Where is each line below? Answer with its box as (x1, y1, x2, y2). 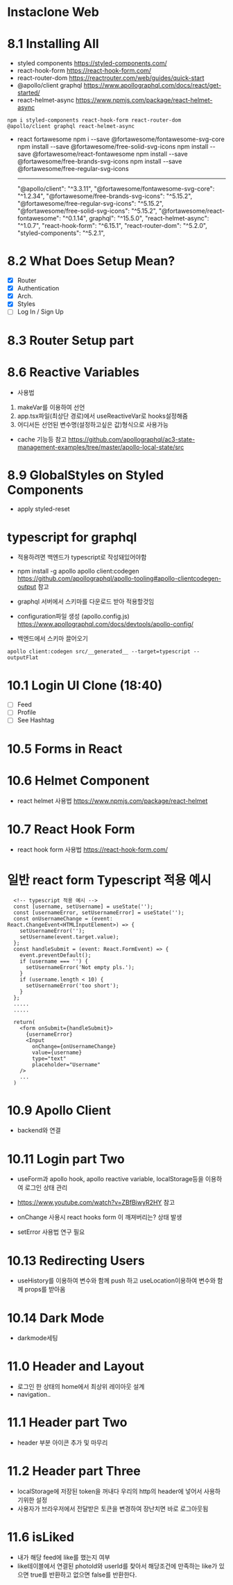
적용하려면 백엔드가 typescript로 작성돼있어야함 (17, 553, 147, 562)
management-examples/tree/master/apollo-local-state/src (17, 443, 184, 451)
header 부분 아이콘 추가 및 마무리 (17, 1438, 108, 1447)
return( (13, 1018, 36, 1025)
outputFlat (7, 654, 39, 661)
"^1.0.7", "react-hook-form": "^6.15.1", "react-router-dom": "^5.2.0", (17, 222, 208, 230)
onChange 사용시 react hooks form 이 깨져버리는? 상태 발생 (17, 1213, 182, 1221)
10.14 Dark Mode (7, 1310, 105, 1326)
